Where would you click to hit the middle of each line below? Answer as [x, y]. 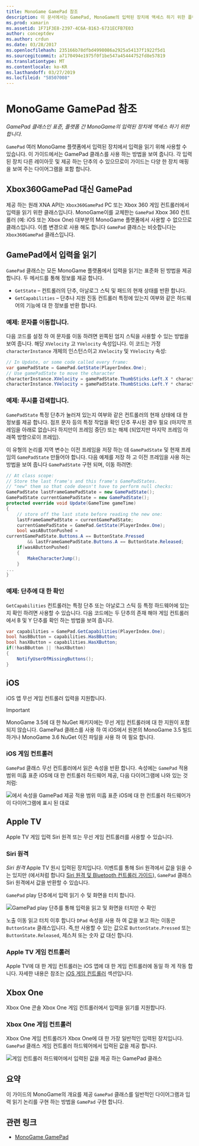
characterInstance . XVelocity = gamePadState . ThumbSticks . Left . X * [90, 379]
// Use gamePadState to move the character [61, 373]
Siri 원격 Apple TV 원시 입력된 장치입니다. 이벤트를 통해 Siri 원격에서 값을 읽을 [96, 868]
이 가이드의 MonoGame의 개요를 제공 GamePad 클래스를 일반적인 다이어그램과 [95, 1094]
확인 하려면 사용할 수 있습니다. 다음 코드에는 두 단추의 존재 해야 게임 [90, 612]
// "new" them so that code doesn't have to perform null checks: [90, 487]
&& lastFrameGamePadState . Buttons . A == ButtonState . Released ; [106, 542]
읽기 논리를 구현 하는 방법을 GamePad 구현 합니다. [68, 1102]
